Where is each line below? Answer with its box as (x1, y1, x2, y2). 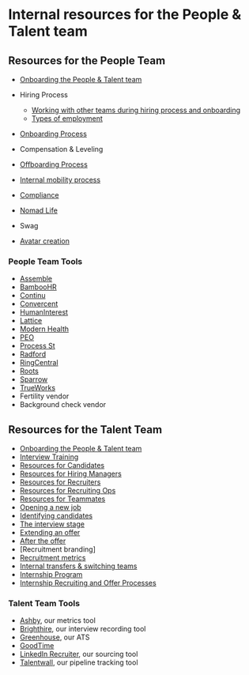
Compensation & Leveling (19, 145, 104, 153)
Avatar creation (19, 236, 70, 246)
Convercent (19, 299, 58, 309)
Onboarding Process (19, 129, 87, 138)
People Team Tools (8, 255, 83, 266)
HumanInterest (19, 307, 69, 317)
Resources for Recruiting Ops (19, 486, 116, 496)
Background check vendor (19, 400, 107, 409)
